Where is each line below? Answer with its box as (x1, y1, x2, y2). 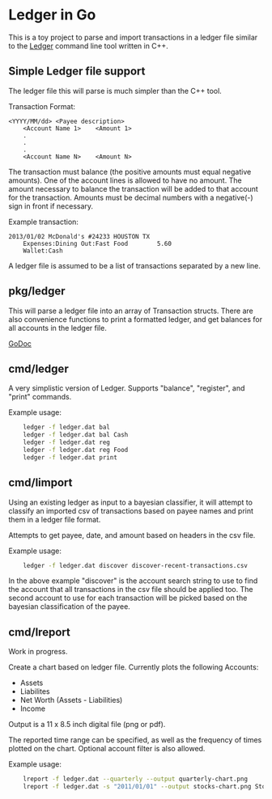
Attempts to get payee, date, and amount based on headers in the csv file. (8, 530, 256, 539)
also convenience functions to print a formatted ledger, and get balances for (8, 314, 263, 324)
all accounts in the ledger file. (8, 323, 107, 332)
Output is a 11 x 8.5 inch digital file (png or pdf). (8, 720, 166, 729)
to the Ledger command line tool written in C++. (8, 40, 168, 50)
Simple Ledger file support (8, 65, 146, 78)
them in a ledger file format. (8, 514, 101, 524)
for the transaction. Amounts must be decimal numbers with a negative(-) (8, 192, 253, 202)
